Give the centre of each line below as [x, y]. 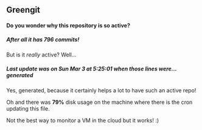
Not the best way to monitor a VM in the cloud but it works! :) [83, 120]
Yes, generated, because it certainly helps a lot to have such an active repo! [101, 90]
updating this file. [28, 108]
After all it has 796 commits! [43, 39]
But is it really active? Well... [41, 55]
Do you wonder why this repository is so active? [68, 25]
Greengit [23, 10]
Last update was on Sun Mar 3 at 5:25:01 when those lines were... [92, 69]
